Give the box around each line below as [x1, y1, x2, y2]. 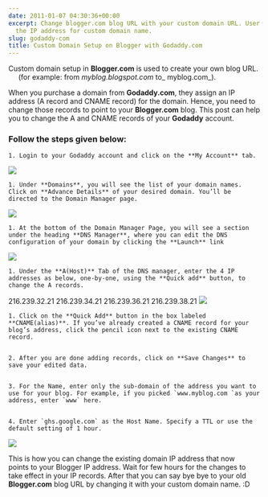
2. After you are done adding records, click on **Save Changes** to [8, 355, 246, 363]
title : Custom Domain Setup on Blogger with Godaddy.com [8, 42, 203, 50]
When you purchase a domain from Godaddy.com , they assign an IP [8, 88, 235, 97]
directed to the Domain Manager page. [8, 195, 138, 203]
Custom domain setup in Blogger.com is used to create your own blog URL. [8, 64, 258, 73]
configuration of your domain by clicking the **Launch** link [8, 238, 225, 246]
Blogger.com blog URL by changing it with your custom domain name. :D [8, 479, 250, 489]
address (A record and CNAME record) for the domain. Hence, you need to [8, 97, 256, 106]
